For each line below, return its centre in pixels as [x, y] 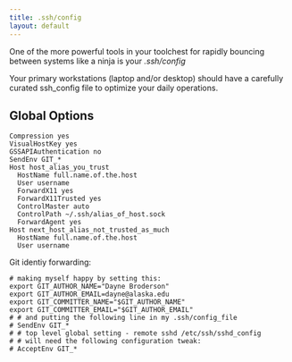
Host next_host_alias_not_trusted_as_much [89, 230]
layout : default [39, 26]
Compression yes [39, 136]
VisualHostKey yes [43, 144]
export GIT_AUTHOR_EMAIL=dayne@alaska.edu [89, 295]
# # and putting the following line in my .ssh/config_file [124, 318]
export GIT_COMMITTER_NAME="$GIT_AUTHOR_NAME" [97, 302]
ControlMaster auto [54, 206]
